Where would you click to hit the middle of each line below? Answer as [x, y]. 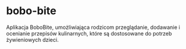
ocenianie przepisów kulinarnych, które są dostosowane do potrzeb [89, 33]
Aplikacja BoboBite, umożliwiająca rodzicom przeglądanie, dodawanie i [93, 27]
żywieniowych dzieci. [32, 40]
